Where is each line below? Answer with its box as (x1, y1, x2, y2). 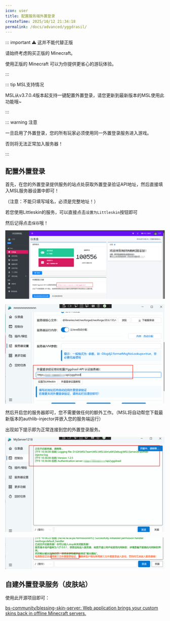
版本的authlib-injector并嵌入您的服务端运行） (9, 416, 104, 422)
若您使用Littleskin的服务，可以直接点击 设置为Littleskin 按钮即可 (5, 209, 138, 215)
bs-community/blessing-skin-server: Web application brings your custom (5, 605, 158, 611)
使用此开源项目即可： (5, 595, 50, 601)
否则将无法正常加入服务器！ (5, 141, 63, 147)
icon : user (5, 8, 28, 13)
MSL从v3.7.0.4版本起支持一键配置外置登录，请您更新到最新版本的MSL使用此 (5, 92, 164, 98)
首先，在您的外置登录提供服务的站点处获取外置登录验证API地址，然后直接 (5, 181, 159, 188)
